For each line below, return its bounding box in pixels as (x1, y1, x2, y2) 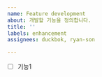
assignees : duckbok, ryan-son (7, 36, 96, 43)
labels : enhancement (7, 29, 68, 37)
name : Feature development (7, 10, 86, 17)
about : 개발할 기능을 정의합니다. (7, 17, 92, 24)
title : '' (7, 23, 36, 30)
